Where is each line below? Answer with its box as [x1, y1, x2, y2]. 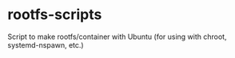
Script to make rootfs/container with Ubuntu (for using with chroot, [7, 32, 227, 41]
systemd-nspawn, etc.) [7, 40, 85, 49]
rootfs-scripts [7, 6, 102, 24]
